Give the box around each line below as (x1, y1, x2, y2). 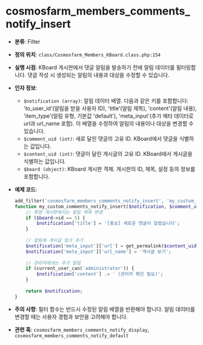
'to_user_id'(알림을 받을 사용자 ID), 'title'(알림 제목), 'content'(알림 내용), (23, 104, 197, 112)
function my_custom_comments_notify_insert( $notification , (14, 203, 167, 210)
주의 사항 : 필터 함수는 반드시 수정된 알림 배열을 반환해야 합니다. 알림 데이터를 (14, 305, 195, 313)
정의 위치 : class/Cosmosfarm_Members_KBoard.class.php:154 (14, 50, 161, 58)
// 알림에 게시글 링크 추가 (25, 238, 84, 244)
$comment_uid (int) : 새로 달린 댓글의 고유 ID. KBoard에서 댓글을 (23, 135, 178, 142)
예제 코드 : (14, 186, 38, 193)
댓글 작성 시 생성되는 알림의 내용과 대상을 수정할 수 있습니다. (27, 71, 170, 78)
